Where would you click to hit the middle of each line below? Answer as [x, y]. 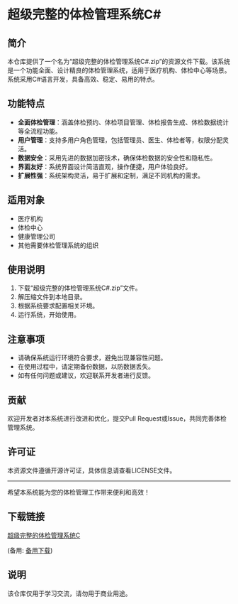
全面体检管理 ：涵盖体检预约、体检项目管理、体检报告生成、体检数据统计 [123, 122]
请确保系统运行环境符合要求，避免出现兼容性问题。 [92, 358]
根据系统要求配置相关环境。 [58, 306]
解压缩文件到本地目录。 [52, 297]
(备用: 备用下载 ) [30, 550]
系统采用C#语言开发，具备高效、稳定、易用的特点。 [83, 79]
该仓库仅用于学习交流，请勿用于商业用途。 [69, 593]
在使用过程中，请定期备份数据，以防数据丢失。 [86, 367]
